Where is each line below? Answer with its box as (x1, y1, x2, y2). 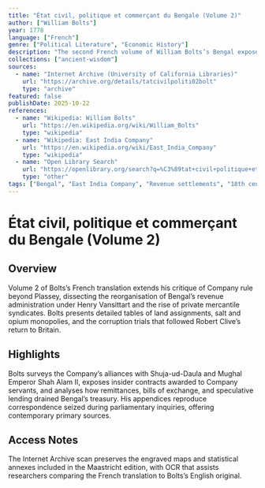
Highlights (8, 348, 61, 361)
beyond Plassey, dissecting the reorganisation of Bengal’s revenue (8, 291, 224, 300)
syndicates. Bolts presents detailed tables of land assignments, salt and (8, 308, 241, 318)
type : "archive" (22, 84, 77, 93)
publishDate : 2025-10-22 (8, 99, 90, 107)
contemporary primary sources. (8, 411, 112, 420)
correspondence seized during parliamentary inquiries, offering (8, 402, 215, 412)
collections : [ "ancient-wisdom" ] (8, 56, 118, 64)
